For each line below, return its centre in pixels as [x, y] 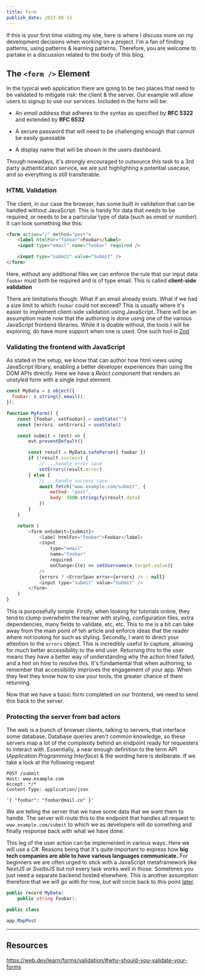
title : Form [21, 12]
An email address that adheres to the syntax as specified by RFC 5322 [104, 113]
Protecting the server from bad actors [63, 717]
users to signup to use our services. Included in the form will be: [87, 101]
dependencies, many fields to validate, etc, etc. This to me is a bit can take [100, 624]
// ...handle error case [70, 464]
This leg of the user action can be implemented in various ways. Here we [98, 843]
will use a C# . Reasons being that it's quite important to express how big [97, 850]
